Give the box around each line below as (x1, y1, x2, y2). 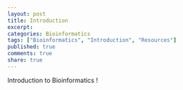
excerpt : (7, 23, 33, 30)
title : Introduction (7, 17, 69, 24)
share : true (7, 57, 43, 64)
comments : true (7, 50, 53, 57)
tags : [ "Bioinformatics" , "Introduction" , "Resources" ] (7, 37, 177, 44)
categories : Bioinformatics (7, 30, 91, 38)
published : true (7, 43, 56, 50)
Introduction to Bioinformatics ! (7, 76, 98, 84)
